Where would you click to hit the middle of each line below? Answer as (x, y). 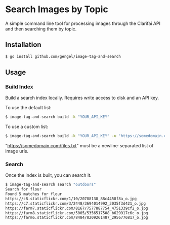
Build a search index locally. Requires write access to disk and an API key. (82, 98)
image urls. (17, 151)
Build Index (19, 86)
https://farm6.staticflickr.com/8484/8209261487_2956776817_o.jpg (77, 218)
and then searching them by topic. (41, 28)
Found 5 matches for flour (34, 194)
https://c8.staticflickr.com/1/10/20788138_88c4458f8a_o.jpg (71, 199)
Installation (23, 45)
